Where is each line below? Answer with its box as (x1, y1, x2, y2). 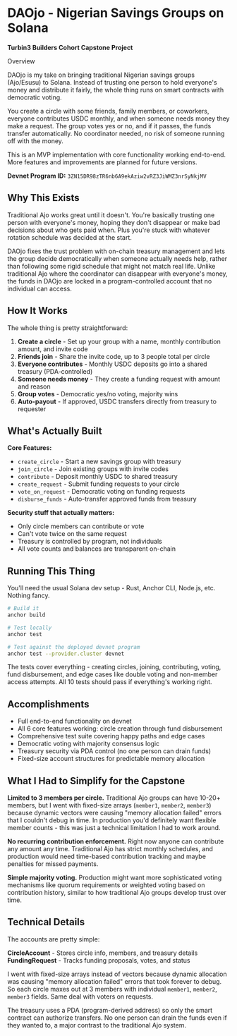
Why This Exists (7, 192, 80, 204)
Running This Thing (7, 565, 95, 577)
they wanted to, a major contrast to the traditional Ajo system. (7, 1020, 187, 1029)
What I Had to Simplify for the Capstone (7, 774, 186, 787)
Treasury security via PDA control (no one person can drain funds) (17, 747, 212, 755)
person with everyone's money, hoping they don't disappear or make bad (7, 218, 221, 226)
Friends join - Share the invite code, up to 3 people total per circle (17, 352, 210, 360)
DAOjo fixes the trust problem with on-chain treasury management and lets (7, 247, 226, 255)
